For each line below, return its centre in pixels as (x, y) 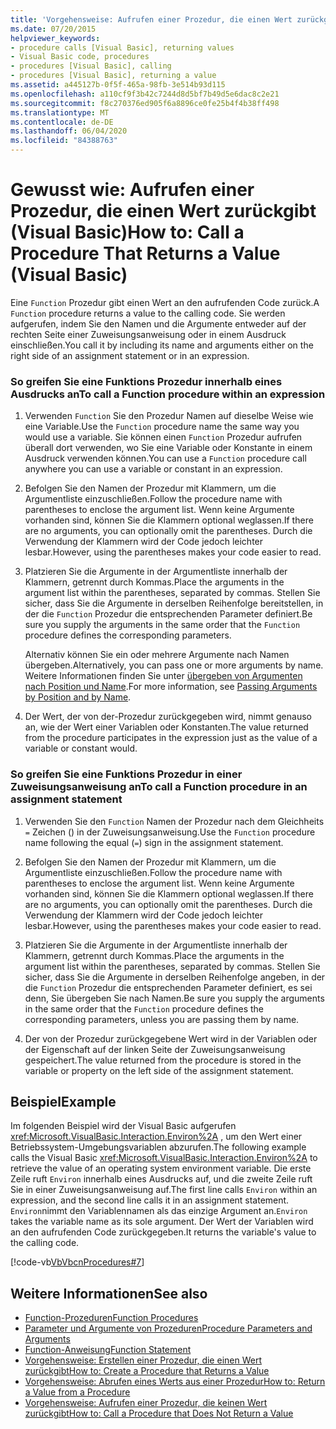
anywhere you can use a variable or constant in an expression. (153, 469)
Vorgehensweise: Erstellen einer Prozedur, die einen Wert (143, 1360)
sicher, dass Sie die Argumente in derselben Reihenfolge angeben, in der (175, 977)
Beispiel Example (63, 1101)
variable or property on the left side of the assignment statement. (159, 1070)
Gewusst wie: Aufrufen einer (132, 190)
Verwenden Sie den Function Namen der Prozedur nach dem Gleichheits (174, 821)
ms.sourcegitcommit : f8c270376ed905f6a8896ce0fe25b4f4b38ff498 (145, 103)
